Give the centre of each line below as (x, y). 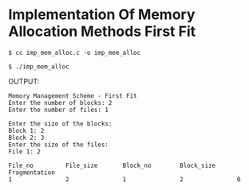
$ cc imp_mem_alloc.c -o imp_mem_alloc (75, 52)
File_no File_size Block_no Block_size (112, 165)
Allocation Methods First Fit (102, 31)
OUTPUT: (24, 81)
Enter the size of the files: (59, 145)
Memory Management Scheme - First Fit (73, 96)
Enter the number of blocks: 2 (60, 103)
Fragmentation (32, 173)
